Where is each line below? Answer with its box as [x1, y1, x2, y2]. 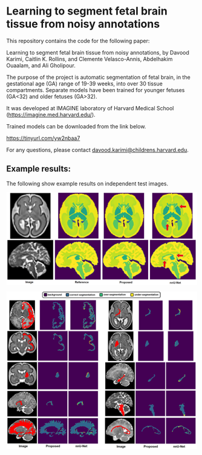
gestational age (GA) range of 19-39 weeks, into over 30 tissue [6, 80, 163, 87]
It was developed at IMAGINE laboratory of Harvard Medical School [6, 104, 174, 111]
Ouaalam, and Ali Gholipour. [6, 62, 76, 69]
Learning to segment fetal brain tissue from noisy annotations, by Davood [6, 48, 189, 56]
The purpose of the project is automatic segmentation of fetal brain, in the [6, 73, 191, 81]
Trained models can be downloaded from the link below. [6, 122, 146, 130]
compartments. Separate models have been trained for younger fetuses [6, 86, 185, 93]
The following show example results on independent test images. [6, 180, 168, 187]
